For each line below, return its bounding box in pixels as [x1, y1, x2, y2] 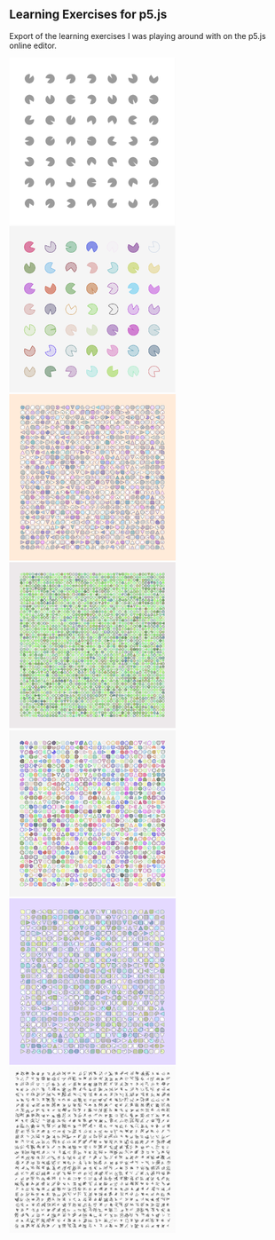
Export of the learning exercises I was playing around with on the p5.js [9, 30, 266, 41]
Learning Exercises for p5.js [9, 7, 168, 22]
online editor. [9, 40, 58, 51]
